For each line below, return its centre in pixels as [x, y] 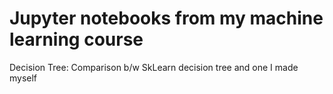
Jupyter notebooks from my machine [166, 18]
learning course [76, 39]
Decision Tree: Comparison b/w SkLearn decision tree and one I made [154, 67]
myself [23, 78]
